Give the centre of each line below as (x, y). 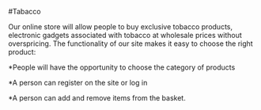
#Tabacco (25, 11)
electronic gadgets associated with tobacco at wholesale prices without (125, 35)
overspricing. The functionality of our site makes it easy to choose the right (130, 44)
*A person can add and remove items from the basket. (97, 98)
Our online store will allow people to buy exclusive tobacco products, (121, 27)
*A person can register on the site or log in (78, 83)
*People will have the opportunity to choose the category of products (122, 67)
